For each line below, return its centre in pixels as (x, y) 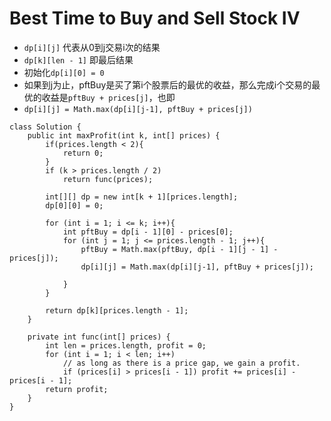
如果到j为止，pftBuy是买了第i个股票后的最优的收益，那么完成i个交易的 (167, 84)
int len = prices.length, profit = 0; (126, 345)
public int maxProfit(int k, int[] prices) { (124, 135)
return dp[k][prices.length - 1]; (117, 310)
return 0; (83, 153)
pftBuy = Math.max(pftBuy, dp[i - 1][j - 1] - (179, 249)
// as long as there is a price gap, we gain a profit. (181, 363)
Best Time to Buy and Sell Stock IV (155, 18)
